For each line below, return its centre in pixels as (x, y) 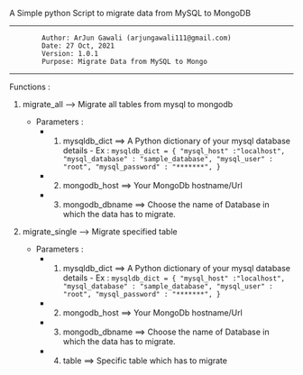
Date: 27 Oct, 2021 (78, 46)
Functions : (30, 87)
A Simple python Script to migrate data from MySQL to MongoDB (130, 13)
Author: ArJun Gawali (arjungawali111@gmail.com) (137, 38)
